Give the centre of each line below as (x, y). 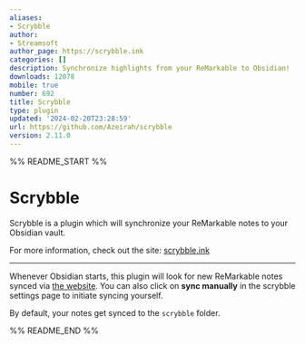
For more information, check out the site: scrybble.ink (110, 250)
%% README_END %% (54, 330)
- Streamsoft (34, 43)
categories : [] (38, 60)
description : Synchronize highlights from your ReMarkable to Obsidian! (150, 69)
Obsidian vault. (38, 233)
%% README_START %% (58, 161)
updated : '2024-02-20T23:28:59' (70, 119)
